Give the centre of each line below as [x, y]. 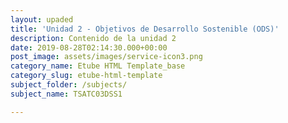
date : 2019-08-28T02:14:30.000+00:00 [89, 47]
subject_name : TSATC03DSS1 [66, 94]
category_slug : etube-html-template [86, 76]
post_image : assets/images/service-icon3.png [106, 57]
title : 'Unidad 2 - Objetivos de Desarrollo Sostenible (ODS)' [145, 29]
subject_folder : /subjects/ [69, 85]
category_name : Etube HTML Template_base [98, 66]
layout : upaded [42, 19]
